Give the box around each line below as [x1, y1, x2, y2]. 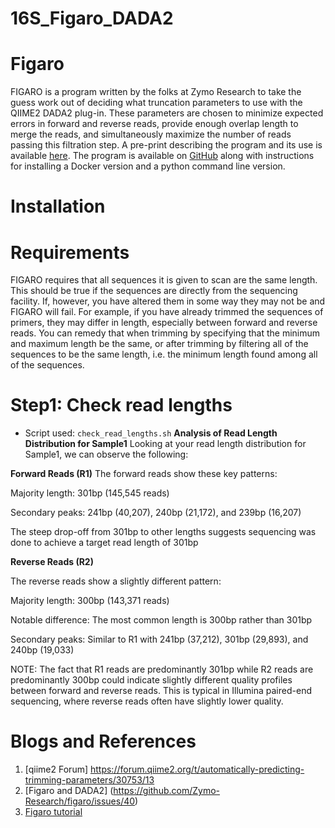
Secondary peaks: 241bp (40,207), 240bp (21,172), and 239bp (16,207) [10, 507, 302, 519]
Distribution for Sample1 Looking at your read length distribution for [24, 438, 307, 450]
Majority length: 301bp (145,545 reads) [10, 487, 170, 499]
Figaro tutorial [24, 806, 83, 818]
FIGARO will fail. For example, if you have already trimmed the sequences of [10, 306, 324, 318]
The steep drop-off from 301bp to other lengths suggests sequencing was [10, 526, 317, 538]
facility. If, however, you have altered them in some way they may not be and [10, 295, 326, 307]
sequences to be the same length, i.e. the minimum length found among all [10, 348, 318, 361]
